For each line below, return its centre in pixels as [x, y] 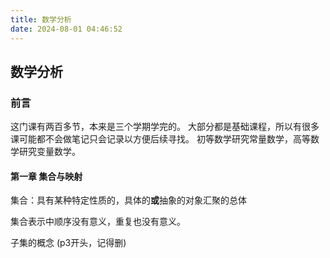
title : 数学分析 [41, 19]
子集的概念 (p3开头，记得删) [68, 243]
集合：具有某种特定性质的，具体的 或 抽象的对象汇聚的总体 [128, 200]
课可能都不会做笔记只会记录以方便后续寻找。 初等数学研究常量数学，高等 [160, 139]
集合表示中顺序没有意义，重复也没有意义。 [98, 222]
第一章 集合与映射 [46, 176]
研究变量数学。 [49, 152]
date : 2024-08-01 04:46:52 [66, 29]
